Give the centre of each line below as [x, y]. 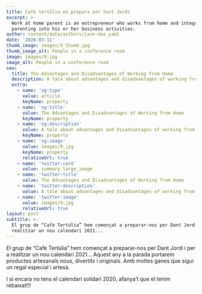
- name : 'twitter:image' [48, 197]
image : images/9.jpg [32, 57]
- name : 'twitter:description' [56, 186]
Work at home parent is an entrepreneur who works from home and [95, 23]
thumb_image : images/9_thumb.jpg [48, 46]
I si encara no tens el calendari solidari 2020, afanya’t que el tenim [88, 279]
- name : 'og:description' [50, 124]
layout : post [23, 214]
